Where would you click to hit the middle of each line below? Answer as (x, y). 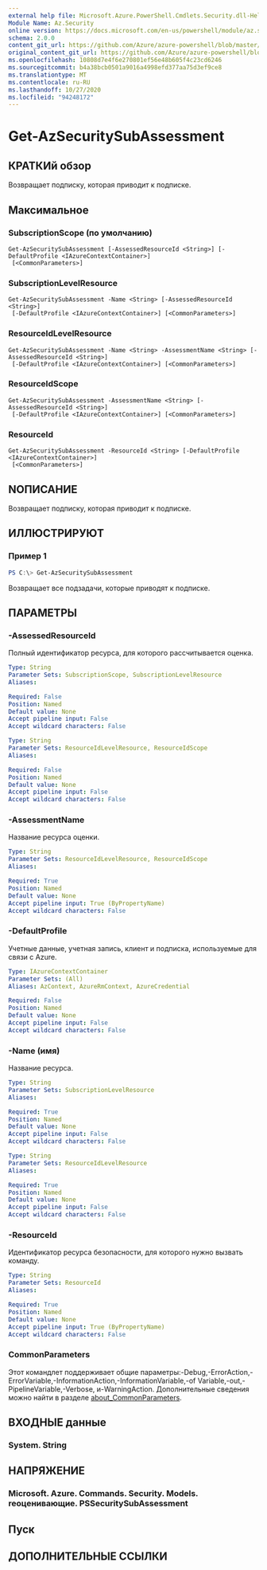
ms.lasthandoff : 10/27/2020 (55, 90)
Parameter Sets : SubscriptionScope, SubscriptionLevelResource (115, 675)
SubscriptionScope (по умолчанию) (80, 233)
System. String (38, 1445)
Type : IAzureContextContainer (58, 971)
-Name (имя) (34, 1051)
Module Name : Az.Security (51, 23)
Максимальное (48, 210)
